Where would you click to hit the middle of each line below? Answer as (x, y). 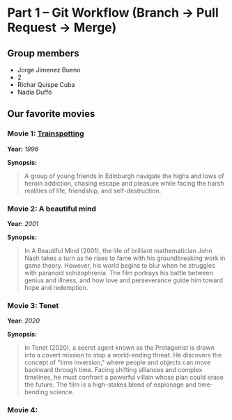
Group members (43, 53)
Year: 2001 (23, 223)
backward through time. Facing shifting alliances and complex (113, 370)
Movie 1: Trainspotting (46, 134)
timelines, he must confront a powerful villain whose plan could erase (124, 378)
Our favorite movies (51, 114)
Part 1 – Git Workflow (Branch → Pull (113, 13)
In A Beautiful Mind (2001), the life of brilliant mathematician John (118, 250)
